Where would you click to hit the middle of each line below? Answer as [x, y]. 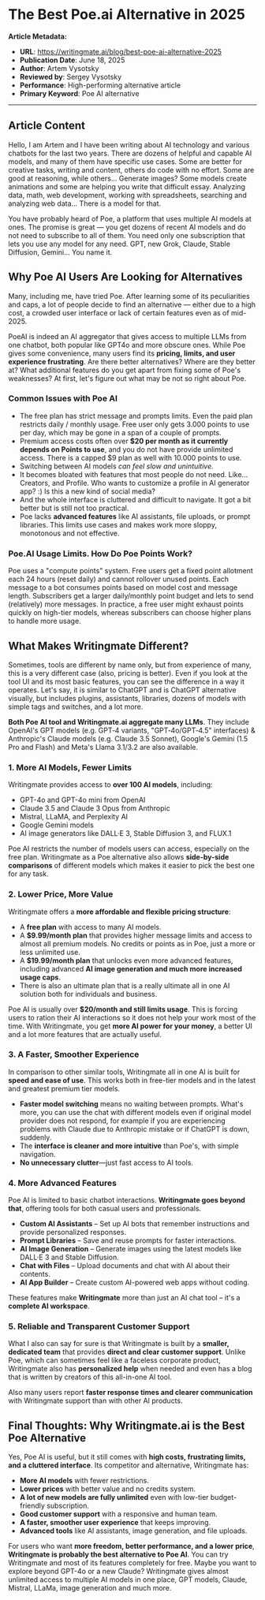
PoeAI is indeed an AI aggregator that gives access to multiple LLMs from [127, 336]
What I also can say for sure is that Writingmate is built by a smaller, [119, 1344]
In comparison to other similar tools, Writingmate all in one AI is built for [124, 1072]
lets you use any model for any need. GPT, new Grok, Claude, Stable [119, 244]
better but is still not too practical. [74, 508]
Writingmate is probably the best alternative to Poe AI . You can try [118, 1554]
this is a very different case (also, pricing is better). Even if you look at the [128, 673]
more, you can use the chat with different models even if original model [135, 1112]
